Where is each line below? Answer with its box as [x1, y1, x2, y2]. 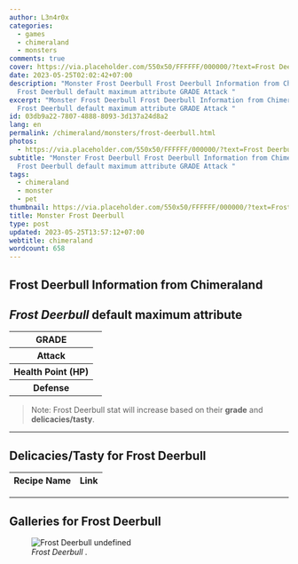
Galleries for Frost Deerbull [9, 513, 161, 528]
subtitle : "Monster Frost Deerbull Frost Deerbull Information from [9, 153, 268, 163]
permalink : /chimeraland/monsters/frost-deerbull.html [9, 129, 216, 138]
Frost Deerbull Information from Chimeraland [9, 277, 263, 292]
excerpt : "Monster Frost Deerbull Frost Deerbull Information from [9, 95, 264, 105]
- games [17, 29, 46, 38]
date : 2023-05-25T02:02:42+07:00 [9, 71, 133, 80]
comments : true [9, 54, 66, 63]
